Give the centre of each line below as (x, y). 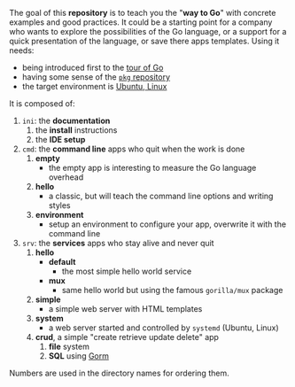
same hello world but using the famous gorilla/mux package (172, 290)
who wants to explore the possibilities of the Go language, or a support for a (148, 31)
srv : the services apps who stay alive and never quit (118, 243)
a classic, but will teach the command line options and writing (161, 196)
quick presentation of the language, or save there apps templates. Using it (144, 41)
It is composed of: (42, 104)
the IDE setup (60, 139)
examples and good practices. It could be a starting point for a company (141, 22)
